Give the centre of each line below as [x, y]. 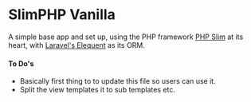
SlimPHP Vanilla [62, 15]
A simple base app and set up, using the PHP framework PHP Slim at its [126, 37]
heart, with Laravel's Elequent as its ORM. [77, 45]
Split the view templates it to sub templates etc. [97, 90]
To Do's [21, 63]
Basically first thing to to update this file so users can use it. [118, 81]
